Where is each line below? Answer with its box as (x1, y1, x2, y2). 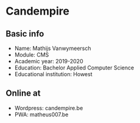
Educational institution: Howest (14, 71, 93, 77)
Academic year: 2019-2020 (14, 58, 83, 65)
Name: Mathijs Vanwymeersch (14, 44, 92, 52)
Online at (5, 88, 41, 99)
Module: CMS (14, 51, 49, 58)
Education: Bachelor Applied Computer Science (14, 64, 135, 71)
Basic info (5, 29, 44, 39)
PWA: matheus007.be (14, 111, 69, 118)
